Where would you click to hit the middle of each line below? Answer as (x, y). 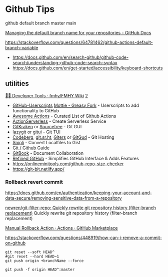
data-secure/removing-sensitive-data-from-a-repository (63, 198)
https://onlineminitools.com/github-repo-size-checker (68, 164)
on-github (15, 243)
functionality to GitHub (35, 110)
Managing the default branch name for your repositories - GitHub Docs (78, 32)
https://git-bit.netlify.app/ (38, 169)
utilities (17, 84)
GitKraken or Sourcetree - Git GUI (47, 126)
